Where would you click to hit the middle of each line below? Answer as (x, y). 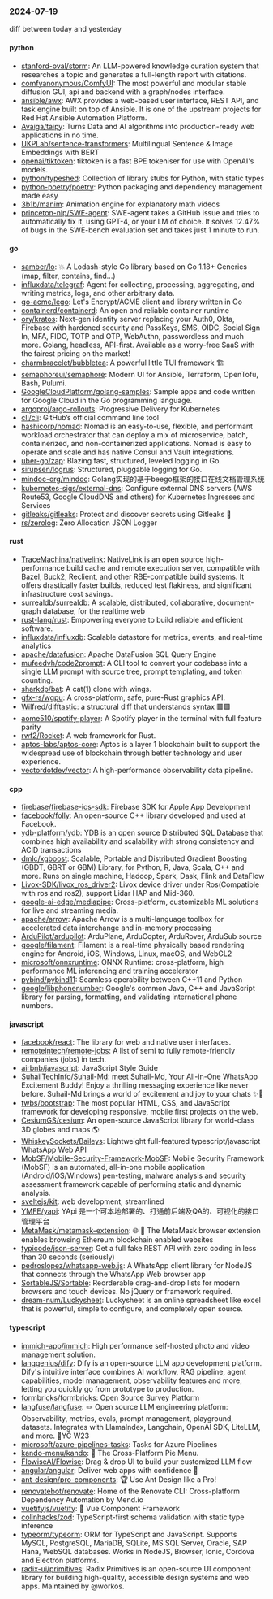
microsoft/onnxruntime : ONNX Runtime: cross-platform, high (122, 962)
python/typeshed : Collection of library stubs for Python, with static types (143, 178)
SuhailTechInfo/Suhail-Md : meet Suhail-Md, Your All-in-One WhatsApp (139, 1077)
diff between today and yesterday (66, 29)
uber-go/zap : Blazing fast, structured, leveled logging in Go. (121, 460)
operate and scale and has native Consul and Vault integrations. (127, 452)
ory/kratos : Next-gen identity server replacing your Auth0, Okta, (128, 319)
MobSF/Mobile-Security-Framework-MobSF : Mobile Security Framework (143, 1158)
